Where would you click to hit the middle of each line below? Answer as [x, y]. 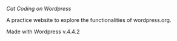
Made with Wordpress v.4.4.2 [43, 31]
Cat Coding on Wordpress [39, 9]
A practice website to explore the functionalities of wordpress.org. [89, 20]
